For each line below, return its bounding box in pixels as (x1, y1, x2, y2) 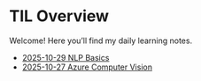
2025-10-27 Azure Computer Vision (21, 62, 153, 72)
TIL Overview (9, 6, 109, 26)
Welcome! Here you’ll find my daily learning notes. (9, 35, 193, 46)
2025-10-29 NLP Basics (21, 52, 110, 63)
